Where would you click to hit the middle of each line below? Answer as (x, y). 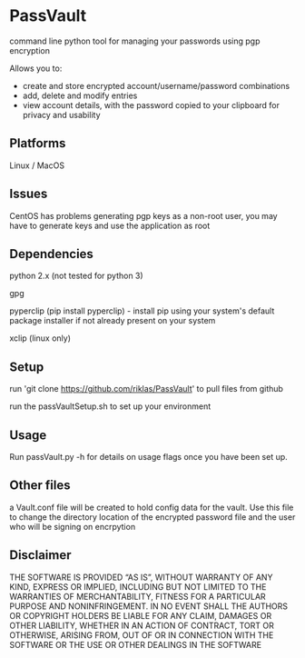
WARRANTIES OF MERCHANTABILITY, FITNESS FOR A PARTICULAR (138, 596)
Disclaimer (40, 555)
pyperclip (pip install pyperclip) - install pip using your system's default (142, 311)
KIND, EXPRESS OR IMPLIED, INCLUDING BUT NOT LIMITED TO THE (138, 586)
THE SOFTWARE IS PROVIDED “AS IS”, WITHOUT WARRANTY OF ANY (141, 577)
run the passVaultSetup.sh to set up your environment (110, 406)
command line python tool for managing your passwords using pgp (135, 41)
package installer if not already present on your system (113, 321)
